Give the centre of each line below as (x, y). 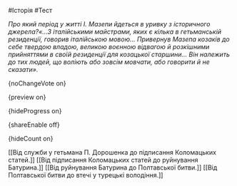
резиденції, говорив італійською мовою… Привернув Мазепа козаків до (119, 39)
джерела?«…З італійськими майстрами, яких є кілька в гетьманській (115, 32)
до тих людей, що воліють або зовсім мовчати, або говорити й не (109, 62)
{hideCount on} (31, 139)
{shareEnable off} (34, 125)
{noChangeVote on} (37, 83)
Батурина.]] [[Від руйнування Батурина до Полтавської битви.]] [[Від (113, 167)
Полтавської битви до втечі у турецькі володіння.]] (86, 175)
